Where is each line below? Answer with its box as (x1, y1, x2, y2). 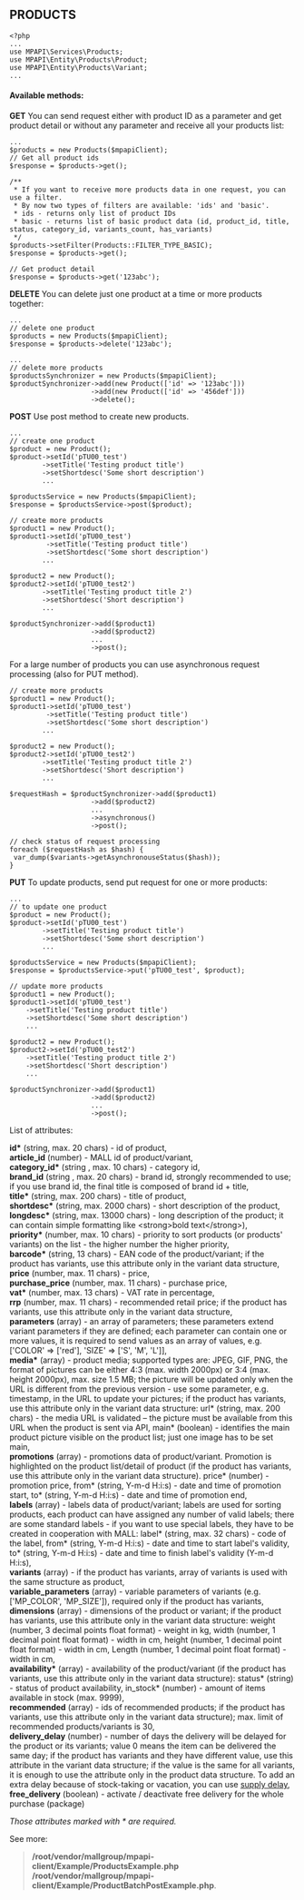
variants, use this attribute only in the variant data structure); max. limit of (9, 1711, 284, 1723)
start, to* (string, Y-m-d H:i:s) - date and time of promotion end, (9, 1490, 248, 1501)
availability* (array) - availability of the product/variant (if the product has (9, 1663, 287, 1674)
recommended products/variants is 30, (9, 1721, 155, 1732)
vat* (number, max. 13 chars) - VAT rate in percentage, (9, 1287, 215, 1298)
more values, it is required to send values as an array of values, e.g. (9, 1335, 262, 1346)
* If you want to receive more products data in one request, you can (13, 185, 286, 194)
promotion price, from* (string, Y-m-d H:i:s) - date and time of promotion (9, 1480, 281, 1491)
